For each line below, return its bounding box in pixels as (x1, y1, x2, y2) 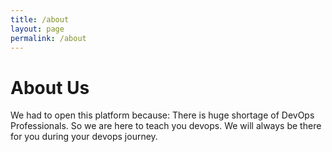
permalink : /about (10, 33, 87, 43)
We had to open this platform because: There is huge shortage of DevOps (10, 109, 315, 121)
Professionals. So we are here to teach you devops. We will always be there (10, 120, 322, 132)
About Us (10, 76, 90, 99)
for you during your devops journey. (10, 131, 158, 143)
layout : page (10, 24, 65, 34)
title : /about (10, 14, 70, 25)
